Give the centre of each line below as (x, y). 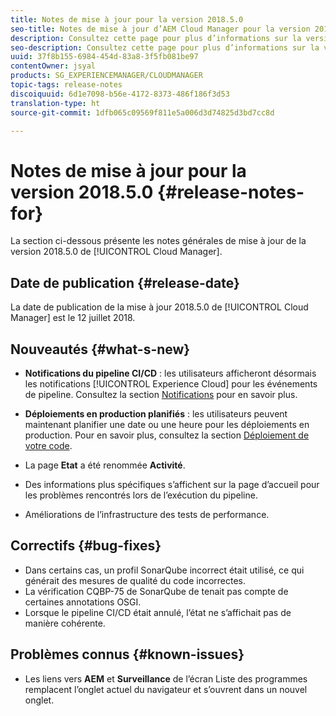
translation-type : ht (55, 103)
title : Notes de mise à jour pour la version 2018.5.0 (127, 19)
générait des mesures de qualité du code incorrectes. (135, 580)
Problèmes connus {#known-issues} (127, 654)
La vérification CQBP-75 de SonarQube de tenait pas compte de (156, 591)
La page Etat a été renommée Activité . (105, 465)
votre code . (48, 445)
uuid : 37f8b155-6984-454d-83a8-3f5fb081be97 (104, 57)
